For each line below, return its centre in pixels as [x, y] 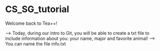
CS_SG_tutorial [37, 9]
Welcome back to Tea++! [31, 23]
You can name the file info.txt [36, 43]
